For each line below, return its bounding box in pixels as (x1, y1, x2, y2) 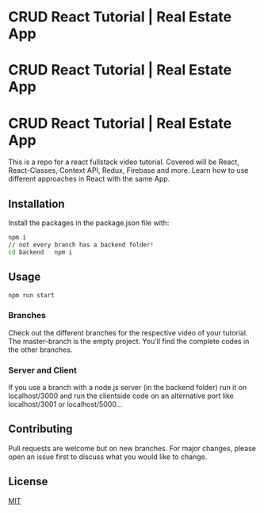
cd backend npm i (8, 248, 73, 256)
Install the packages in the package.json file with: (8, 218, 170, 228)
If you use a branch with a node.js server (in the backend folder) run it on (8, 383, 247, 392)
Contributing (8, 423, 73, 436)
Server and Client (8, 365, 77, 376)
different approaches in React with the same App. (8, 174, 170, 184)
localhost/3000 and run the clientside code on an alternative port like (8, 391, 234, 400)
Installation (8, 197, 65, 210)
